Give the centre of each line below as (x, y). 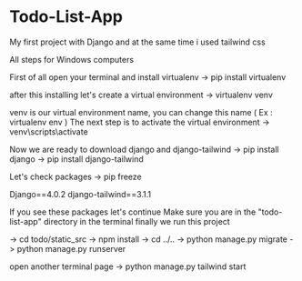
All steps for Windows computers (72, 59)
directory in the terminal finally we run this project (137, 221)
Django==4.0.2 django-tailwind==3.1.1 (81, 194)
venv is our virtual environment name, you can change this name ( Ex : (141, 112)
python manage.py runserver (71, 248)
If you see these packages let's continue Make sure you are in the (133, 212)
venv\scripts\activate (49, 131)
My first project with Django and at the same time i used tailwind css (137, 42)
